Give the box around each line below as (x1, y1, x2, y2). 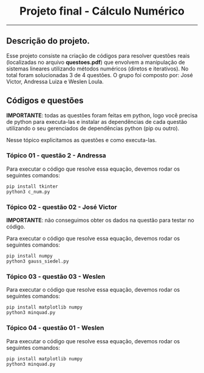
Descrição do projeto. (6, 36, 90, 46)
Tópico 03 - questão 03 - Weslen (6, 272, 106, 281)
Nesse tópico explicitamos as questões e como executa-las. (6, 136, 157, 143)
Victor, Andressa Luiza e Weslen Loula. (6, 78, 104, 85)
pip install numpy (6, 253, 53, 259)
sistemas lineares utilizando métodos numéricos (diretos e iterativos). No (6, 65, 189, 72)
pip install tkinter (6, 183, 59, 190)
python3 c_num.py (6, 188, 50, 195)
